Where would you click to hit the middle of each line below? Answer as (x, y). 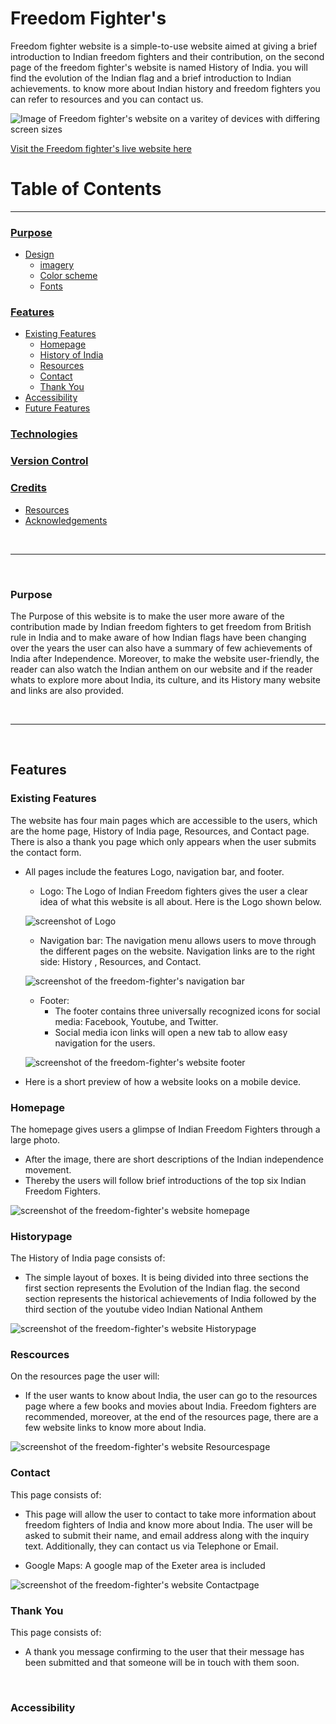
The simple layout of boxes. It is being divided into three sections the (166, 1278)
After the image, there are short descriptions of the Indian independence (174, 1159)
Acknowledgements (66, 520)
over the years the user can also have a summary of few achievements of (161, 648)
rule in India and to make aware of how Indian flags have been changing (158, 637)
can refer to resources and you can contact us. (107, 99)
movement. (48, 1169)
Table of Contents (86, 189)
